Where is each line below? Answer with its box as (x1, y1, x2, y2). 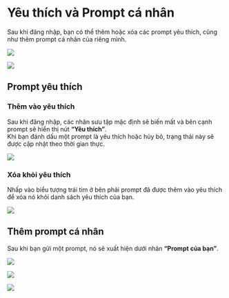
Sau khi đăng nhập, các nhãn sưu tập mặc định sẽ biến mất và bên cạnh (7, 118, 212, 126)
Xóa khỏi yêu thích (7, 169, 71, 179)
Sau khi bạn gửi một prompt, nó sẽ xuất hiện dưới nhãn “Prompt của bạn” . (7, 244, 219, 252)
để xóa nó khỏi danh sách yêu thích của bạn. (7, 192, 135, 201)
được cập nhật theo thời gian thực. (7, 140, 105, 148)
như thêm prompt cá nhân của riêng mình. (7, 35, 127, 43)
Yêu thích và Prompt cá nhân (7, 5, 175, 21)
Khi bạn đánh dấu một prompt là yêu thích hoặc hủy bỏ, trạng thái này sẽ (7, 132, 215, 140)
